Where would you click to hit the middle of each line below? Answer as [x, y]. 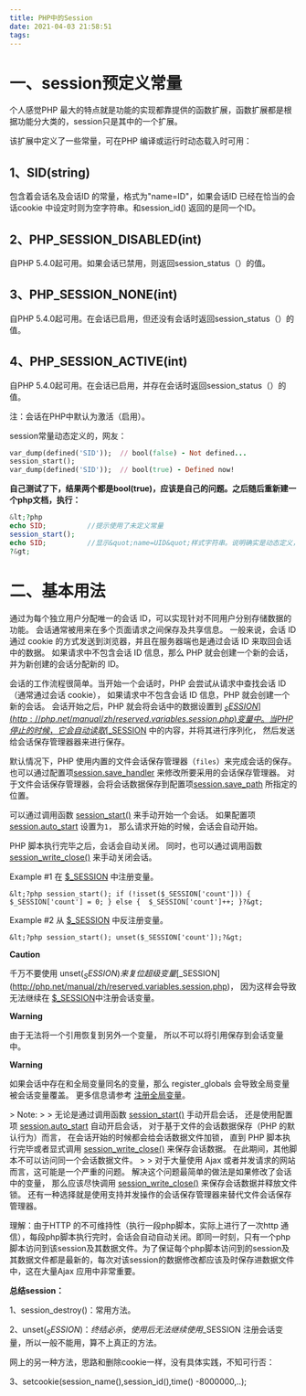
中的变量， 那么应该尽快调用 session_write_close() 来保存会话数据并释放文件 [153, 1183]
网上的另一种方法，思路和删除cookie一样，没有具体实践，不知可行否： [142, 1362]
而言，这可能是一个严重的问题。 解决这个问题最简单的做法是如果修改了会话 [151, 1172]
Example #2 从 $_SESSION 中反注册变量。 [89, 920]
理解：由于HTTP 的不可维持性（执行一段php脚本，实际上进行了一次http [144, 1226]
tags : [20, 35]
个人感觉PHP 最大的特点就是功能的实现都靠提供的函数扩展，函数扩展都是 [147, 110]
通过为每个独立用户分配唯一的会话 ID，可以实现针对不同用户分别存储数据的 [151, 617]
